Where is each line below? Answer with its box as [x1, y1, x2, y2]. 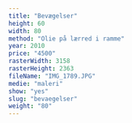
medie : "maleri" [8, 79, 63, 87]
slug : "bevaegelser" [8, 95, 79, 103]
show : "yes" [8, 87, 49, 95]
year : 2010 [8, 42, 45, 50]
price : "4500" [8, 49, 57, 57]
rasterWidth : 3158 [8, 57, 70, 66]
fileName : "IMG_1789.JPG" [8, 72, 96, 80]
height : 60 [8, 19, 45, 28]
